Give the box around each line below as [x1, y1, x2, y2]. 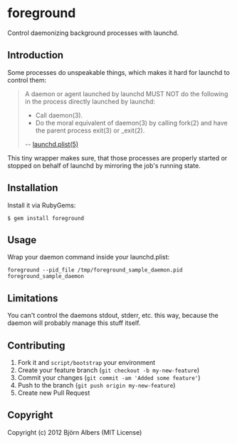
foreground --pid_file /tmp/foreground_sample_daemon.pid [7, 267, 183, 274]
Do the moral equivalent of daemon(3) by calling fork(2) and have [35, 118, 228, 127]
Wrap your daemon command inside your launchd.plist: [7, 253, 170, 262]
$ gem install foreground [7, 215, 84, 222]
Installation [7, 182, 58, 194]
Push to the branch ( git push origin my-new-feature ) [17, 381, 176, 389]
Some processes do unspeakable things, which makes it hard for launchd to [7, 68, 230, 76]
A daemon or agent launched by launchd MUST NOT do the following [24, 89, 228, 98]
